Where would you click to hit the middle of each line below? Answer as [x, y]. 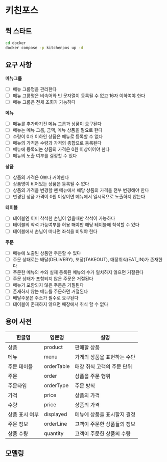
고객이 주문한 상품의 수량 [103, 433]
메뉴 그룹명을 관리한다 [35, 89]
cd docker [16, 43]
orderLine [55, 424]
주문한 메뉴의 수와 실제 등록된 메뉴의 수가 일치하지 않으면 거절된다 [78, 272]
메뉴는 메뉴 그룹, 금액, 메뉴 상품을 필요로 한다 [58, 130]
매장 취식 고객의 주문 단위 [103, 366]
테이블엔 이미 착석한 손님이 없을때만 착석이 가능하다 [64, 218]
